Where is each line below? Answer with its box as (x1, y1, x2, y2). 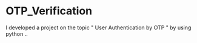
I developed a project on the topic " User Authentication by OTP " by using (5, 24, 192, 31)
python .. (5, 30, 28, 37)
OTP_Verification (5, 4, 93, 18)
